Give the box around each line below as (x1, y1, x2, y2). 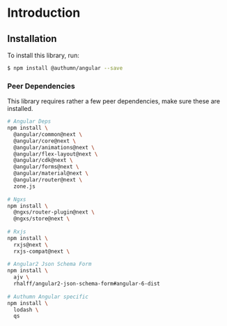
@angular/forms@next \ (13, 163, 79, 170)
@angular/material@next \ (13, 170, 89, 177)
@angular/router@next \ (13, 177, 82, 184)
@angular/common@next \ (13, 131, 82, 138)
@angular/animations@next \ (13, 144, 95, 151)
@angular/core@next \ (13, 138, 77, 145)
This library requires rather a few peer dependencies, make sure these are (7, 97, 221, 105)
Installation (7, 33, 57, 45)
